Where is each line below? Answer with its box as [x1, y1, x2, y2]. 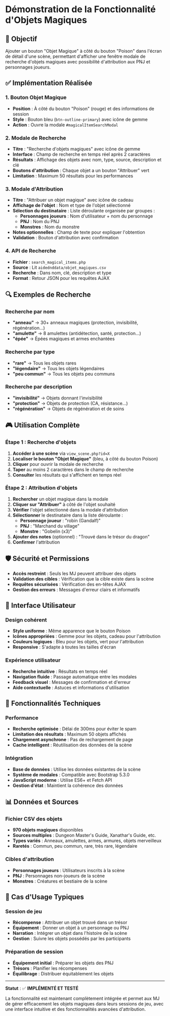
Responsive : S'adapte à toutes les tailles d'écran [12, 644, 116, 650]
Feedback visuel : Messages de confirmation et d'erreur [12, 679, 131, 685]
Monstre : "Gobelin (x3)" [20, 528, 72, 534]
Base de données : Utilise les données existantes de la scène [12, 766, 141, 772]
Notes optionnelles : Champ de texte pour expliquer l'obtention [12, 229, 145, 235]
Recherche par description [5, 383, 72, 390]
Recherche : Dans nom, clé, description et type [12, 270, 112, 276]
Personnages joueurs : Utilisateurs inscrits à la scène [12, 867, 125, 873]
